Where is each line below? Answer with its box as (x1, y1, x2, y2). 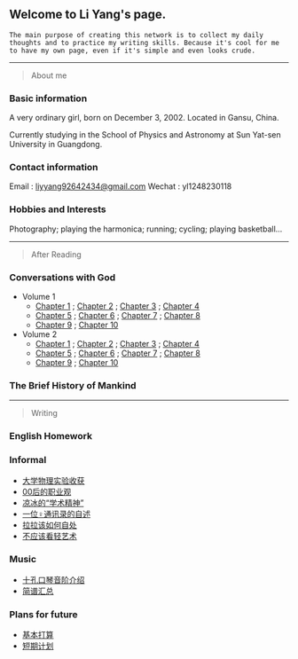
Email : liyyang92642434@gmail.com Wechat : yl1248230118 (9, 181, 232, 192)
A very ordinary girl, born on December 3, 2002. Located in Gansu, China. (9, 113, 279, 123)
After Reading (30, 248, 82, 260)
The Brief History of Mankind (9, 379, 137, 391)
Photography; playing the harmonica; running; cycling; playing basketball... (9, 224, 283, 234)
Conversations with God (9, 271, 116, 283)
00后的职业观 (21, 486, 72, 497)
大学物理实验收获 (21, 475, 85, 486)
